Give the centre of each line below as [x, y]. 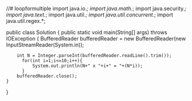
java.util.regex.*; [26, 21]
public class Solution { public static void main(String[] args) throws [87, 32]
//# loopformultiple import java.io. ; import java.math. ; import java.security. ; [96, 9]
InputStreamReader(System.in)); [45, 45]
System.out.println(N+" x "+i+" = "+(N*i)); [87, 66]
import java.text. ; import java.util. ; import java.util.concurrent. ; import [90, 15]
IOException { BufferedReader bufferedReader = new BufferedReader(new [96, 38]
